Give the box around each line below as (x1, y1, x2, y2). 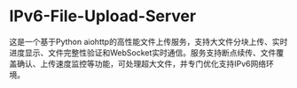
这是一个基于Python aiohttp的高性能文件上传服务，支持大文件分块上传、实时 (9, 36, 288, 47)
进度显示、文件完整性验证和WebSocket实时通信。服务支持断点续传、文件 (9, 47, 277, 58)
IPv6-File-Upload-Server (9, 6, 197, 26)
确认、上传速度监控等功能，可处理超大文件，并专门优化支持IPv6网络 (16, 58, 267, 69)
